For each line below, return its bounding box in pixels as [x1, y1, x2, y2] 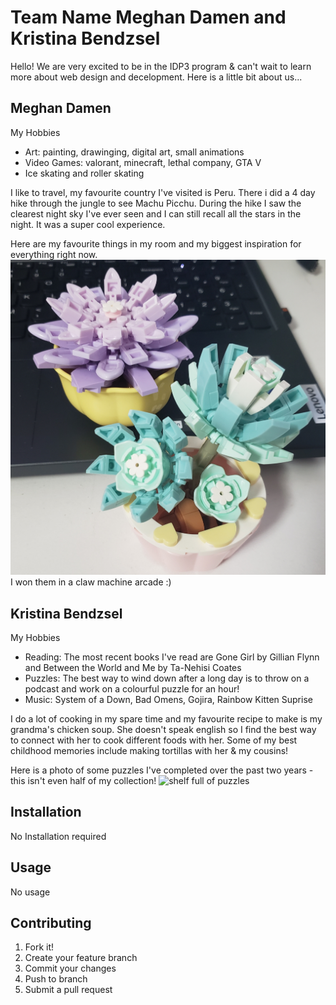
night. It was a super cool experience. [10, 218, 166, 230]
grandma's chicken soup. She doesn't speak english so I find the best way [10, 724, 317, 736]
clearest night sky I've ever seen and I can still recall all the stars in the [10, 207, 302, 220]
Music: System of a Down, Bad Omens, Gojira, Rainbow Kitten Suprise [24, 694, 313, 706]
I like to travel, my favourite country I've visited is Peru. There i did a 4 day [10, 186, 316, 198]
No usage [10, 886, 51, 898]
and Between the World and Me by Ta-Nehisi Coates [24, 662, 242, 674]
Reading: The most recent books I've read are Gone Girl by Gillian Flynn [24, 651, 320, 663]
